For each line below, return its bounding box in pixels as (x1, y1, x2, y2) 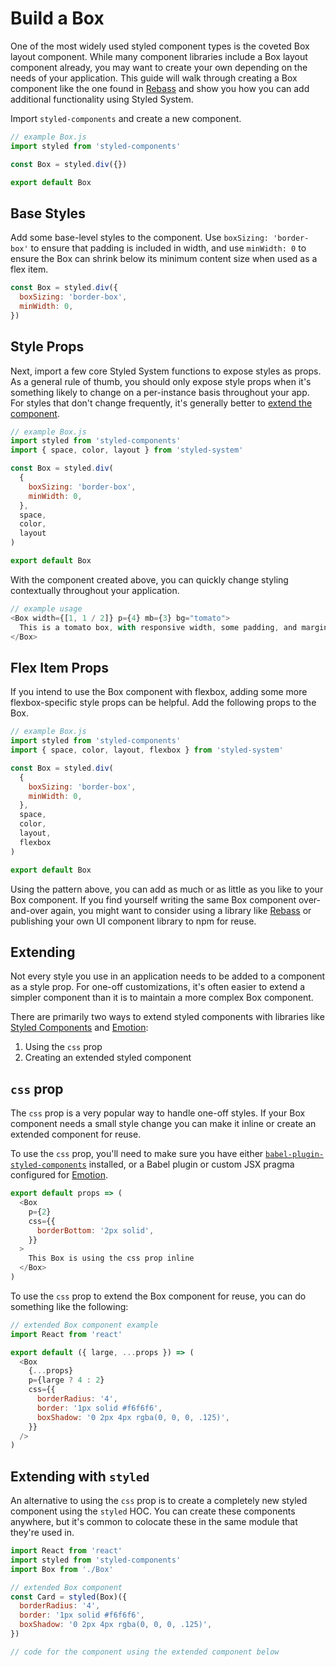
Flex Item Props (10, 659, 110, 676)
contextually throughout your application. (10, 584, 180, 596)
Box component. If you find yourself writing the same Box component (10, 893, 297, 906)
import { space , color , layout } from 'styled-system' (10, 445, 244, 456)
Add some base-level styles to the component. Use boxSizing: (10, 232, 269, 244)
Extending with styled (10, 1468, 150, 1485)
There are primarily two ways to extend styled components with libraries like (10, 1011, 325, 1023)
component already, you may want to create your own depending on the (10, 61, 308, 73)
